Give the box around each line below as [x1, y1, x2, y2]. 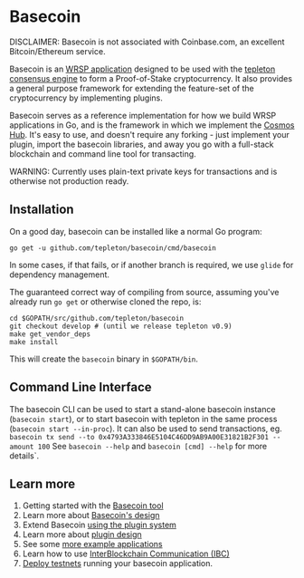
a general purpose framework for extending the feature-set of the [9, 82, 255, 93]
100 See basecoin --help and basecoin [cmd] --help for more [37, 440, 268, 451]
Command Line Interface [9, 380, 152, 395]
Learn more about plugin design [22, 529, 142, 540]
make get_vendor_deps [9, 329, 91, 339]
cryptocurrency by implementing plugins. [9, 92, 163, 103]
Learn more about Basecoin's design [22, 510, 160, 521]
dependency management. [9, 269, 110, 280]
